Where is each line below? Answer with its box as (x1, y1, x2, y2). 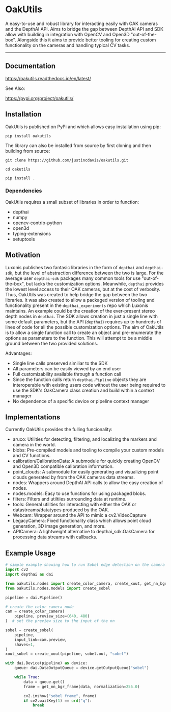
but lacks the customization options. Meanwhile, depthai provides (26, 280, 164, 287)
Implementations (5, 413, 61, 422)
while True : (14, 675, 40, 680)
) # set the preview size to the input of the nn (5, 619, 115, 624)
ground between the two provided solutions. (5, 340, 98, 346)
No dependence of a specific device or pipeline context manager (12, 398, 149, 404)
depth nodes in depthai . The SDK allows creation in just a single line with (5, 313, 158, 319)
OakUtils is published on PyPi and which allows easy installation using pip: (5, 124, 161, 130)
